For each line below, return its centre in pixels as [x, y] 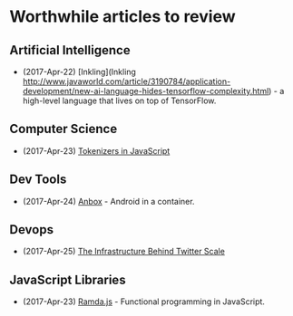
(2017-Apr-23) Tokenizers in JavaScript [96, 150]
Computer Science [63, 129]
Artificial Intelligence [70, 50]
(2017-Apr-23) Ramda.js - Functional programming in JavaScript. [144, 302]
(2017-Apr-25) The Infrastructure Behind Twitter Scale [123, 252]
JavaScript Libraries [68, 279]
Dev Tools [38, 180]
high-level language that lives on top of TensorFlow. [119, 101]
